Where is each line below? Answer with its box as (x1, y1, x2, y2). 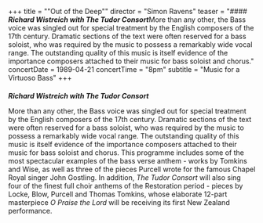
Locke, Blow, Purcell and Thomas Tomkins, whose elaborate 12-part (8, 189, 228, 199)
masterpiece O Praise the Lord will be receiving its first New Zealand (8, 197, 230, 207)
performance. (8, 206, 53, 215)
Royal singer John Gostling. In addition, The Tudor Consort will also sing (8, 172, 241, 182)
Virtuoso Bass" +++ (8, 74, 72, 82)
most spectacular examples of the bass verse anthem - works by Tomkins (8, 156, 247, 165)
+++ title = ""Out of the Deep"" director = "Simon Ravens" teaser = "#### (8, 7, 247, 16)
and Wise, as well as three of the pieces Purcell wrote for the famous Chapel (8, 164, 256, 174)
